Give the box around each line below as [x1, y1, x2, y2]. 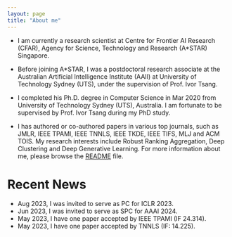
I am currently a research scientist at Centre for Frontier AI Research [17, 36, 216, 44]
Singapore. [17, 51, 50, 60]
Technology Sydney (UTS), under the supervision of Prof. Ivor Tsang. [17, 79, 218, 88]
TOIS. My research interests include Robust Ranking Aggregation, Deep [17, 136, 225, 145]
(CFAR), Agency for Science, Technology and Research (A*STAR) [17, 44, 207, 52]
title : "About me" [7, 17, 61, 24]
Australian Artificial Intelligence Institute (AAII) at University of [17, 72, 197, 81]
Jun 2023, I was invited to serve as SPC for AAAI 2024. [17, 207, 178, 215]
